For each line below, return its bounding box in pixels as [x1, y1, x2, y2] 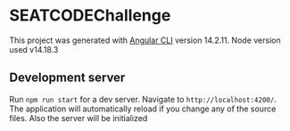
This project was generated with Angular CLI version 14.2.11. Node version [9, 35, 281, 45]
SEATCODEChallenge [9, 5, 171, 26]
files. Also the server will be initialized [9, 112, 148, 123]
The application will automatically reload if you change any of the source [9, 103, 277, 114]
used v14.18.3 [9, 44, 59, 54]
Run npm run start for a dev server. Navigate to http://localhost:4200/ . [9, 94, 277, 104]
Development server [9, 70, 126, 86]
